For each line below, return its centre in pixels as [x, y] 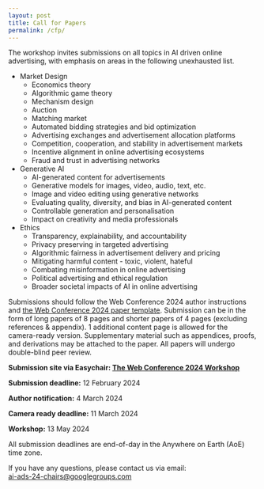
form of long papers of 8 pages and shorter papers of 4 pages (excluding [128, 319]
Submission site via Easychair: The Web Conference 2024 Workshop [124, 368]
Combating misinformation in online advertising [108, 270]
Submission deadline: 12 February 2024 [74, 383]
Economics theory [61, 85]
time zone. [25, 453]
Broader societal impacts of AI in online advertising [114, 286]
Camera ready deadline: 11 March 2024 [73, 414]
